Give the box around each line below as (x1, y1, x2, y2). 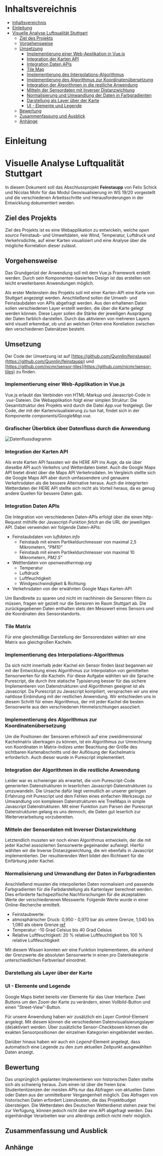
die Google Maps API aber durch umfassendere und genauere (5, 475, 130, 481)
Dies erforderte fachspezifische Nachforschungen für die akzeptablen (5, 892, 146, 897)
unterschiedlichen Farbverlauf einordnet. (5, 957, 87, 963)
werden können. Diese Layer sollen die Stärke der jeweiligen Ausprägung (5, 310, 152, 316)
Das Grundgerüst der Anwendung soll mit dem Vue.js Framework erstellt (5, 270, 150, 276)
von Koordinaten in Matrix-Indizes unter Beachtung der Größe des (5, 744, 138, 750)
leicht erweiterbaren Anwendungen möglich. (5, 280, 94, 286)
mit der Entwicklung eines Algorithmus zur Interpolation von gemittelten (5, 668, 149, 674)
